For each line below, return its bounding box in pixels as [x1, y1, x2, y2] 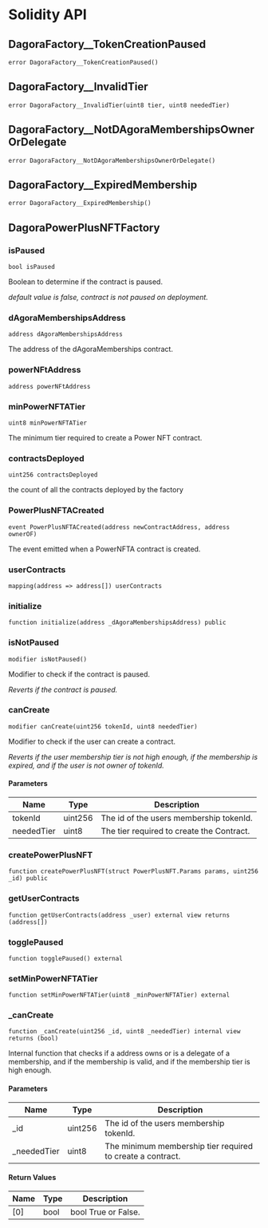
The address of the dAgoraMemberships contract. [8, 345, 174, 354]
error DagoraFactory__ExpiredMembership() [8, 199, 152, 207]
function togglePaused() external [8, 954, 124, 962]
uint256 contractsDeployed [8, 471, 98, 480]
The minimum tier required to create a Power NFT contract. [8, 433, 203, 443]
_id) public [8, 875, 48, 883]
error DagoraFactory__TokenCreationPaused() [8, 58, 159, 66]
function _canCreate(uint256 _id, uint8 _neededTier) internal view [8, 1028, 241, 1036]
